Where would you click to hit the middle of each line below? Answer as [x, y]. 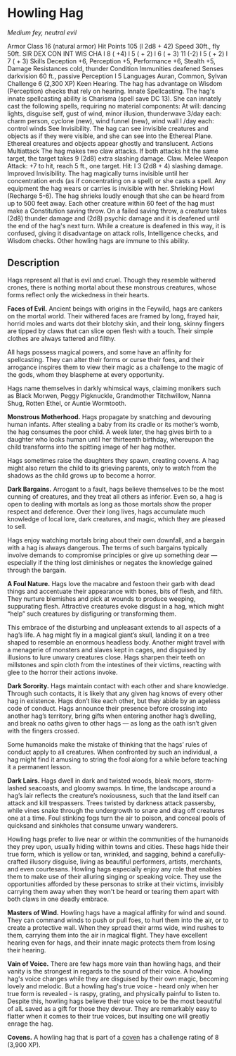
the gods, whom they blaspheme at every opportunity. [86, 374]
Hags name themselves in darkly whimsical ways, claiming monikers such [114, 388]
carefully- [212, 854]
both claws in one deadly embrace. [58, 899]
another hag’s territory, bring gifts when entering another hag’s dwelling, [112, 716]
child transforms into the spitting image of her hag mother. [92, 447]
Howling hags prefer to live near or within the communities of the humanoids [118, 839]
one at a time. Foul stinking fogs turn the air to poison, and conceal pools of [117, 818]
